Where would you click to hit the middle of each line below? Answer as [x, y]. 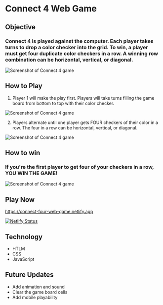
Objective [20, 27]
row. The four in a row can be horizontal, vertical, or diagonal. [75, 127]
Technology [24, 237]
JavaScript [23, 259]
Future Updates [29, 275]
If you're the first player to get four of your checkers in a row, [80, 167]
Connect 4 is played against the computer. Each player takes [80, 41]
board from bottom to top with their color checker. [63, 103]
